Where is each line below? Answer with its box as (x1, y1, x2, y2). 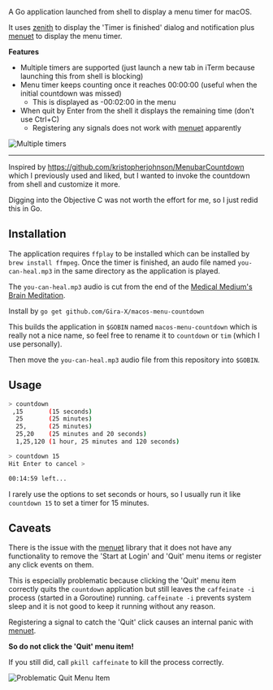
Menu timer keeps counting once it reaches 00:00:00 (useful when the (19, 80, 258, 89)
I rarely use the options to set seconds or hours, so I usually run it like (8, 489, 241, 498)
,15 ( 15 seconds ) (11, 408, 93, 416)
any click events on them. (8, 560, 94, 570)
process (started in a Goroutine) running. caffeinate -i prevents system (8, 593, 252, 603)
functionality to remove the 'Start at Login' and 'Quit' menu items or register (8, 551, 262, 561)
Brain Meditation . (8, 290, 66, 300)
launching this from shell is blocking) (19, 71, 144, 80)
